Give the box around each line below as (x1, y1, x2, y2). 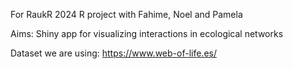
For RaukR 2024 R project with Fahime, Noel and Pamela (10, 9, 243, 20)
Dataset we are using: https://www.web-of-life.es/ (10, 47, 217, 59)
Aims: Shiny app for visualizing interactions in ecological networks (10, 28, 284, 39)
